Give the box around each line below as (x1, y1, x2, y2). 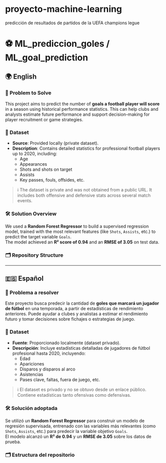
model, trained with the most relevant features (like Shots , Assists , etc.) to (5, 229, 156, 234)
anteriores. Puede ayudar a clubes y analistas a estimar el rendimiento (5, 311, 148, 317)
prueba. (5, 439, 21, 445)
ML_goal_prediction (5, 52, 88, 63)
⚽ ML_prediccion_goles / (5, 38, 110, 49)
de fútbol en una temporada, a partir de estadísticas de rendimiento (5, 306, 143, 312)
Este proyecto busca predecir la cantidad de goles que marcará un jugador (5, 300, 159, 306)
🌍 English (5, 72, 37, 81)
